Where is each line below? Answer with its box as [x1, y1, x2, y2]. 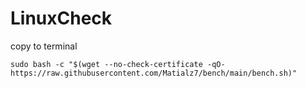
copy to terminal [10, 40, 78, 52]
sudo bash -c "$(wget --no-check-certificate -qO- [10, 59, 226, 69]
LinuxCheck [10, 7, 113, 30]
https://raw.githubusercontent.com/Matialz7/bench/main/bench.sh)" [10, 68, 298, 78]
